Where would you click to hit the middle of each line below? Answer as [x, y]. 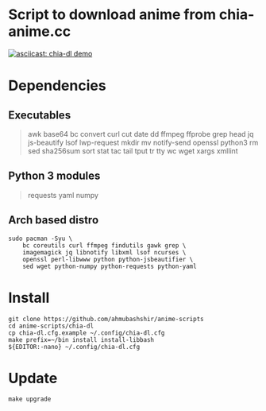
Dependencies [57, 86]
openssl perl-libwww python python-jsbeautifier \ [108, 259]
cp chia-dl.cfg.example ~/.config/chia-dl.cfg [87, 333]
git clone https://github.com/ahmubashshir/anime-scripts [106, 319]
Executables [40, 115]
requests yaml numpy [63, 195]
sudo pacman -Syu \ [40, 238]
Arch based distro [54, 220]
